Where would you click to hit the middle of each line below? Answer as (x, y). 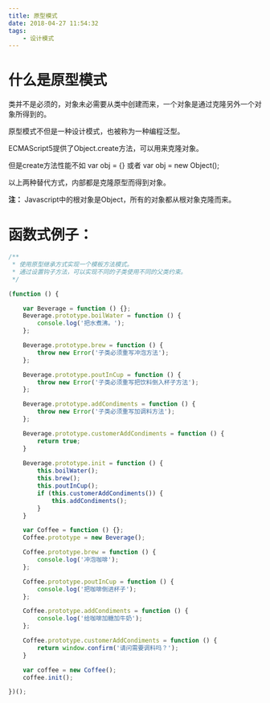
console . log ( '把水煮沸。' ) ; (81, 323)
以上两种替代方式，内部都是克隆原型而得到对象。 (89, 182)
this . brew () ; (59, 479)
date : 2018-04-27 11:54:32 (53, 23)
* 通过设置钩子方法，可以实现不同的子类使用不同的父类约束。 (99, 272)
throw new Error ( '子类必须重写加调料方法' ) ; (106, 412)
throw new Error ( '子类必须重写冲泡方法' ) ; (103, 353)
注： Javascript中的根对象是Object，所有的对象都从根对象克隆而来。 (122, 200)
